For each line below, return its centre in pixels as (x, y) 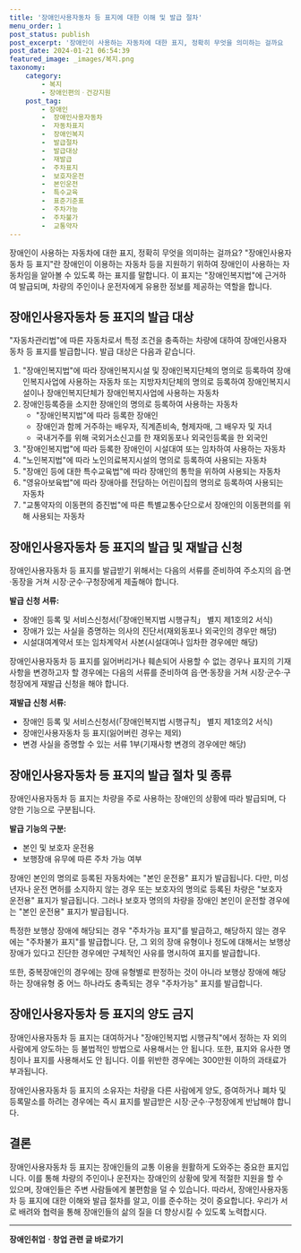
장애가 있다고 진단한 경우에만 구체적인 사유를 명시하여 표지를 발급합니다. (135, 953)
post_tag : (44, 101)
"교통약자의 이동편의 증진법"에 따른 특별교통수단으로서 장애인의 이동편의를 (152, 505)
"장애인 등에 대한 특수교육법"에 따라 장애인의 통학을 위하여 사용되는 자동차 (151, 471)
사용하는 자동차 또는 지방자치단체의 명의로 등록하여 (157, 382)
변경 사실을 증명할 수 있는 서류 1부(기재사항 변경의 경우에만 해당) (134, 744)
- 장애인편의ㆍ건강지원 (77, 92)
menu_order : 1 (36, 26)
